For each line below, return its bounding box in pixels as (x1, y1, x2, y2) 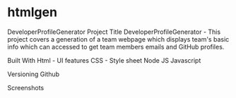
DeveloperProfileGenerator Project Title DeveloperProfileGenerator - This (7, 27, 221, 36)
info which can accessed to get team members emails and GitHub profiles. (7, 42, 225, 51)
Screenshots (7, 83, 45, 92)
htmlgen (7, 4, 58, 20)
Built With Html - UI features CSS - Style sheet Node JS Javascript (7, 56, 201, 64)
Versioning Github (7, 70, 60, 78)
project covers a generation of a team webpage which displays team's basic (7, 35, 230, 43)
